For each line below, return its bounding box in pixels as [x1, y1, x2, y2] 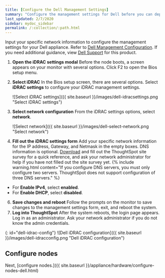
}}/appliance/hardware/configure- [85, 262, 155, 268]
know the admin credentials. [12, 220, 70, 226]
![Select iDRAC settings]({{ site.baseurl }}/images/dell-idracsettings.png [12, 94, 158, 100]
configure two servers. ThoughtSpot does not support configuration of [12, 170, 156, 175]
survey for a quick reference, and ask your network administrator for [12, 154, 151, 160]
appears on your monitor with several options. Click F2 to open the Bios [12, 65, 157, 70]
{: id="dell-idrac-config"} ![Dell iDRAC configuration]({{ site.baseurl [5, 230, 141, 236]
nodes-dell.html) [5, 267, 39, 274]
